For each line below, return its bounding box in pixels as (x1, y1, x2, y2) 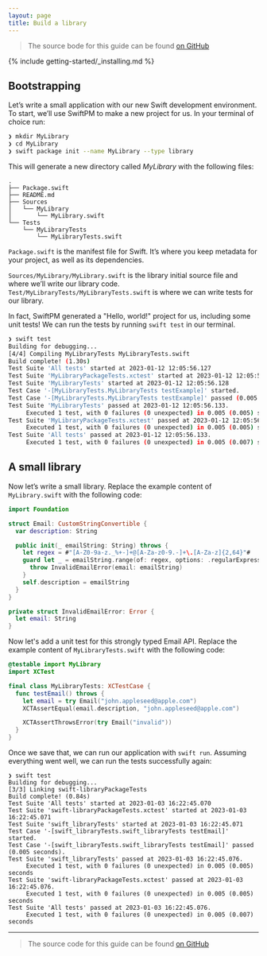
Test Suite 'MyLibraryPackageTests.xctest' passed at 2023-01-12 (8, 416, 229, 424)
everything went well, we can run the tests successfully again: (8, 757, 212, 765)
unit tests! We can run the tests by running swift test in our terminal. (8, 319, 236, 329)
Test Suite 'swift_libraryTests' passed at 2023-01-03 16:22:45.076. (8, 855, 244, 863)
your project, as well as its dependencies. (8, 255, 145, 265)
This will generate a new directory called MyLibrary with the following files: (8, 161, 254, 171)
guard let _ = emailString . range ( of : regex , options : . (22, 556, 212, 564)
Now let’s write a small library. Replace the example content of (8, 482, 212, 491)
